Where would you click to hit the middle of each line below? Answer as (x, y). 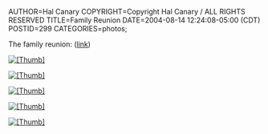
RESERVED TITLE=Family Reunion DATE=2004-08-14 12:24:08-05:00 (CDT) (134, 20)
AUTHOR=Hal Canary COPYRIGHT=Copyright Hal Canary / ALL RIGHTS (127, 12)
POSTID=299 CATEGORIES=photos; (68, 28)
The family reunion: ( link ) (49, 44)
